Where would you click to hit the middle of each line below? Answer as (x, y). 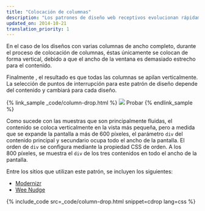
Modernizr (28, 184)
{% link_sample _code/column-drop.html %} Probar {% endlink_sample (100, 103)
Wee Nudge (30, 190)
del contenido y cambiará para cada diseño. (62, 90)
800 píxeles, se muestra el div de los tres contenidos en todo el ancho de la (102, 153)
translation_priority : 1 (38, 29)
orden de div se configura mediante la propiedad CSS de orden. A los (94, 147)
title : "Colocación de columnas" (49, 12)
